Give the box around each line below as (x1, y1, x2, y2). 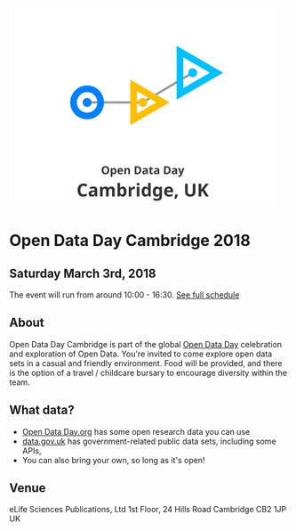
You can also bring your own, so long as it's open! (21, 454, 205, 465)
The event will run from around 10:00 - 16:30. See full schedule (9, 290, 240, 300)
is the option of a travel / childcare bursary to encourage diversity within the (9, 367, 287, 378)
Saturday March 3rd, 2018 (9, 265, 156, 281)
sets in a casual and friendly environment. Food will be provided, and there (9, 357, 283, 368)
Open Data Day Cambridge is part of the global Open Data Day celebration (9, 339, 283, 349)
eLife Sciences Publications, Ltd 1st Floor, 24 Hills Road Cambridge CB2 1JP (9, 504, 287, 515)
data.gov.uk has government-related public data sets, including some (21, 436, 277, 446)
